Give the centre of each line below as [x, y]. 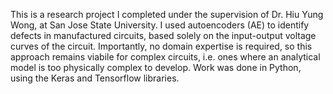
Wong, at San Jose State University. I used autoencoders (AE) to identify [160, 25]
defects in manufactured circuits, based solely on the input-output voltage [163, 35]
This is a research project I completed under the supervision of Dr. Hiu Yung [167, 14]
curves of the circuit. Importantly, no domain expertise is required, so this [161, 46]
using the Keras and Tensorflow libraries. [95, 78]
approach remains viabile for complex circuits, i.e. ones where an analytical [165, 57]
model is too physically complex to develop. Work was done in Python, [156, 67]
